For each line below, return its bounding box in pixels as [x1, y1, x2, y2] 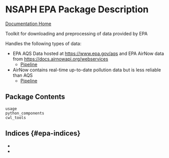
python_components [5, 110, 44, 116]
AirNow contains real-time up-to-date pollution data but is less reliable [12, 67, 161, 73]
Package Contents [5, 92, 65, 101]
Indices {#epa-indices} [5, 129, 81, 138]
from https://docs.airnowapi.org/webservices [12, 55, 108, 62]
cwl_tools [5, 115, 27, 120]
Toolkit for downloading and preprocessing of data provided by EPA [5, 30, 148, 36]
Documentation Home [5, 21, 52, 27]
